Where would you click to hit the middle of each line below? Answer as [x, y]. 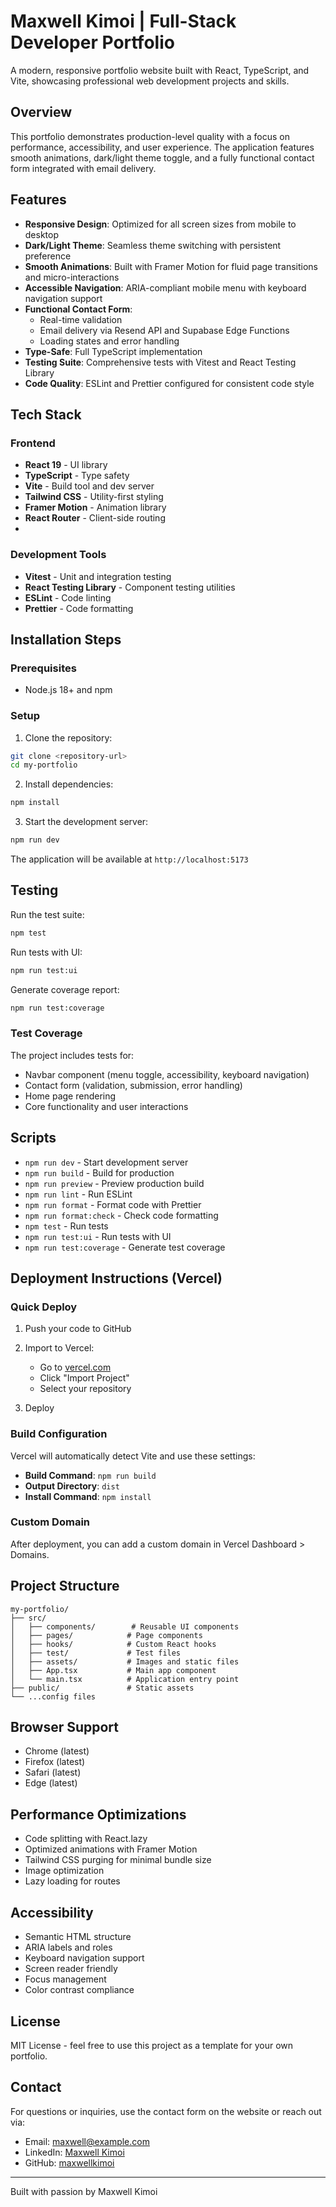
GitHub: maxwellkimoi [69, 2162]
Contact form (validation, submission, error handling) [133, 1085]
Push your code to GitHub [78, 1329]
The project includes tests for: [72, 1055]
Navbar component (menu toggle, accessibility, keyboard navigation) [167, 1074]
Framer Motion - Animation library [95, 507]
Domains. [30, 1554]
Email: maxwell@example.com [87, 2141]
